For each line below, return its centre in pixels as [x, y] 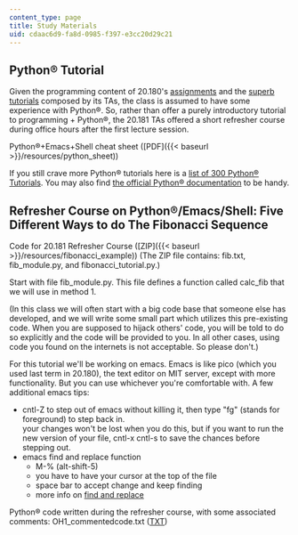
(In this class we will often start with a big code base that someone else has [148, 309]
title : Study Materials [53, 26]
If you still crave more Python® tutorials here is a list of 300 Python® [134, 174]
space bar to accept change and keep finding [119, 485]
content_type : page [45, 17]
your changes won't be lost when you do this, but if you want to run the [153, 429]
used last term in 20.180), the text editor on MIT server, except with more [142, 373]
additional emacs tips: [49, 392]
